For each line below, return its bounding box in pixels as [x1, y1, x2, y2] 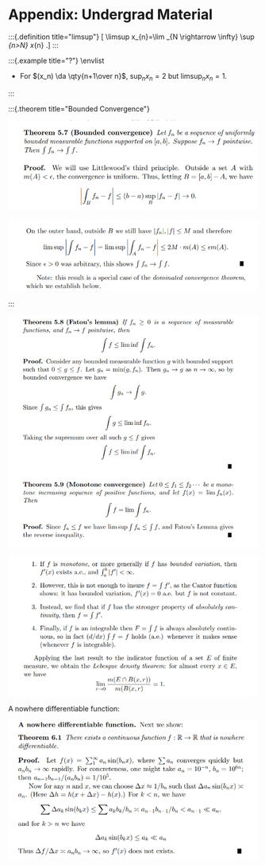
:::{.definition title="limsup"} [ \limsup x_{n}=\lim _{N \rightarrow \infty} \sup [8, 32, 255, 41]
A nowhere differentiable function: [8, 703, 121, 713]
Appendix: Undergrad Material [8, 6, 213, 24]
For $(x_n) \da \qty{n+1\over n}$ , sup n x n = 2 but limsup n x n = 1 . [19, 71, 228, 83]
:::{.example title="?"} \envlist [8, 56, 105, 65]
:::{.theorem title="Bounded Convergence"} [8, 103, 151, 113]
